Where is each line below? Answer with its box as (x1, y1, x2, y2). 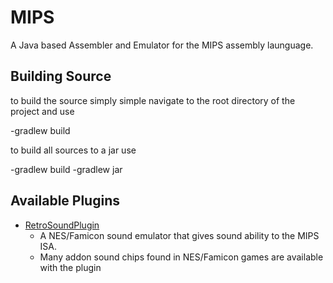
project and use (10, 105, 75, 117)
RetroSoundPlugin (24, 219, 100, 231)
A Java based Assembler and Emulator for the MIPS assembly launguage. (10, 39, 314, 51)
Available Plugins (10, 192, 120, 210)
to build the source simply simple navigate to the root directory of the (10, 94, 296, 106)
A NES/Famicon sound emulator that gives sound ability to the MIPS (39, 229, 320, 241)
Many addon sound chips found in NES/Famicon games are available (39, 251, 324, 263)
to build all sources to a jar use (10, 144, 137, 156)
